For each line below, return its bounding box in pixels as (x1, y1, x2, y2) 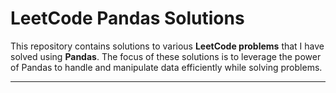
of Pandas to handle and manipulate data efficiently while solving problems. (10, 61, 323, 73)
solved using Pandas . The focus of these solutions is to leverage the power (10, 50, 322, 62)
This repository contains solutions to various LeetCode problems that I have (10, 40, 325, 52)
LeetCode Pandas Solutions (10, 7, 245, 30)
